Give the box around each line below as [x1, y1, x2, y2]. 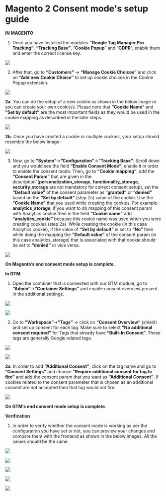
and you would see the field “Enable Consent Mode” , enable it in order [12, 163, 159, 169]
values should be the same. [12, 438, 69, 444]
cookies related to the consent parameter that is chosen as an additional [5, 379, 153, 385]
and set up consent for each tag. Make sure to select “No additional [12, 324, 153, 331]
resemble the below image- [5, 139, 62, 145]
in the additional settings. [12, 291, 64, 297]
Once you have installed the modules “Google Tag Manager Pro [12, 39, 144, 45]
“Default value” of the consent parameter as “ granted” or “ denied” [12, 189, 153, 195]
